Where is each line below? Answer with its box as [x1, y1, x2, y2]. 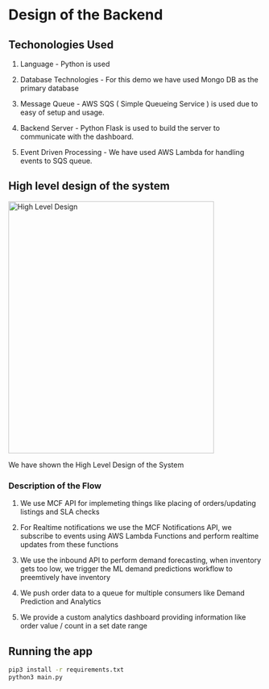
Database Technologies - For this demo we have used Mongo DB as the [19, 75, 259, 84]
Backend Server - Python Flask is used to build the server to [19, 123, 220, 132]
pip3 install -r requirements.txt [8, 666, 125, 674]
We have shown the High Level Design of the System [8, 460, 184, 470]
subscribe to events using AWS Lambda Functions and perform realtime [19, 531, 259, 541]
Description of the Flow [8, 480, 102, 491]
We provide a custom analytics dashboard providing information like [19, 612, 246, 622]
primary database [19, 83, 79, 93]
